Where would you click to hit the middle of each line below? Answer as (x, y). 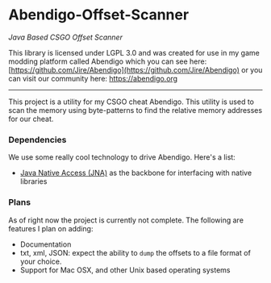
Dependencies (38, 139)
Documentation (46, 244)
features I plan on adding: (51, 228)
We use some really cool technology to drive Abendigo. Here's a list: (122, 157)
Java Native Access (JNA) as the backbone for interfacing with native (136, 173)
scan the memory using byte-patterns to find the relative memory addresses (135, 110)
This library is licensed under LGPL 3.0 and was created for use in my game (134, 52)
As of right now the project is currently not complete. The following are (126, 220)
